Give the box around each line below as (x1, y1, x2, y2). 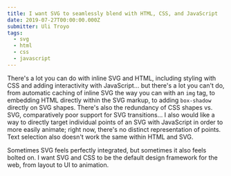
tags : (7, 29, 23, 37)
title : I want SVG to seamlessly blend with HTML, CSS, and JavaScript (7, 10, 218, 17)
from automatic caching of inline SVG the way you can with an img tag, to (7, 88, 216, 97)
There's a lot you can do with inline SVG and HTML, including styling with (7, 74, 216, 82)
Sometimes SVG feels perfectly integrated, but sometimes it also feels (7, 146, 207, 154)
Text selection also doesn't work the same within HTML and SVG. (7, 133, 194, 141)
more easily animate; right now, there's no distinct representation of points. (7, 125, 221, 133)
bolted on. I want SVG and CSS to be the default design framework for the (7, 153, 218, 162)
